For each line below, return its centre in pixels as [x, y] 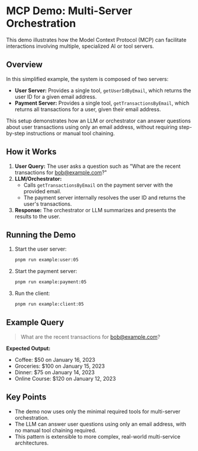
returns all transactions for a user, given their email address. [88, 109]
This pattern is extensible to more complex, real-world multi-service [98, 436]
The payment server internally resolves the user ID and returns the [105, 197]
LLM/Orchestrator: [38, 179]
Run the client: [32, 293]
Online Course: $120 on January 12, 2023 [65, 378]
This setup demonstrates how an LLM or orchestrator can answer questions [98, 121]
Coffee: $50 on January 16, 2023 [55, 359]
